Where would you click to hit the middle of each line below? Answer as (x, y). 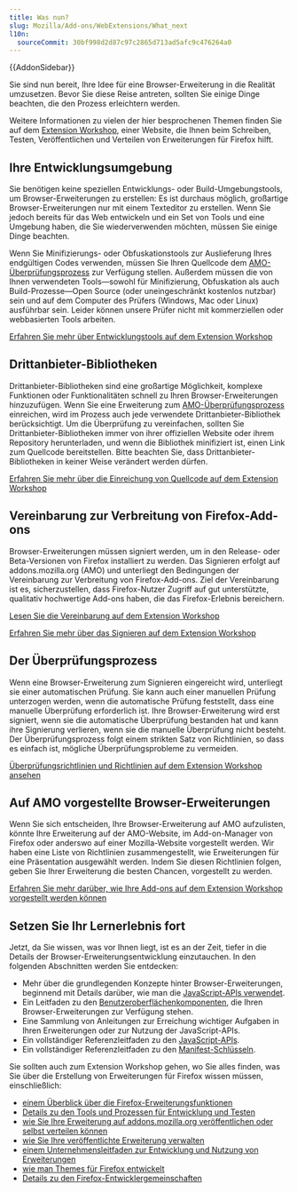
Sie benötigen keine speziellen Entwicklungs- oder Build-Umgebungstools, (146, 189)
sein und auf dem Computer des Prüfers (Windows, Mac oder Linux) (134, 301)
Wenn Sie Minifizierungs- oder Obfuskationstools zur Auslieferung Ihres (141, 253)
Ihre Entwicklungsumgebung (91, 167)
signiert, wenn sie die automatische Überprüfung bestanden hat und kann (144, 719)
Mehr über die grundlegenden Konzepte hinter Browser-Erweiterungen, (152, 983)
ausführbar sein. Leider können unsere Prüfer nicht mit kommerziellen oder (146, 310)
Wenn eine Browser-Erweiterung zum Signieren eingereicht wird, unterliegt (146, 682)
